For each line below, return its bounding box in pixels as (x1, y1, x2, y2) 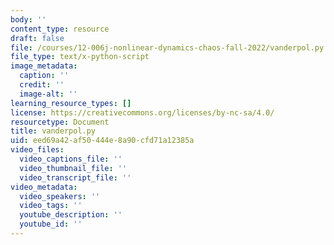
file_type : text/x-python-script (10, 52, 150, 62)
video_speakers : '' (19, 191, 101, 201)
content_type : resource (10, 24, 110, 34)
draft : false (10, 33, 65, 43)
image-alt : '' (19, 89, 78, 99)
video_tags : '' (19, 201, 83, 211)
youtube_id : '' (19, 219, 83, 230)
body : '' (10, 14, 47, 25)
